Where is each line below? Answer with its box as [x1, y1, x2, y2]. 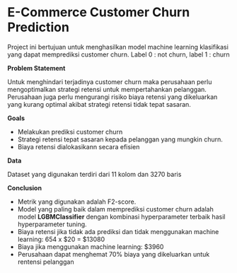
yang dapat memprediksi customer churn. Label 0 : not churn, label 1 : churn [7, 50, 230, 59]
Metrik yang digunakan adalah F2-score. [17, 197, 137, 206]
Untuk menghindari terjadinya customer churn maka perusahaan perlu [7, 77, 212, 86]
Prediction [7, 19, 69, 35]
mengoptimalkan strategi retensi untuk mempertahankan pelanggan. [7, 85, 207, 93]
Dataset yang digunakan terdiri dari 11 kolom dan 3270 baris [7, 170, 182, 178]
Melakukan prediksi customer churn [17, 127, 123, 136]
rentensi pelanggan [17, 257, 74, 266]
